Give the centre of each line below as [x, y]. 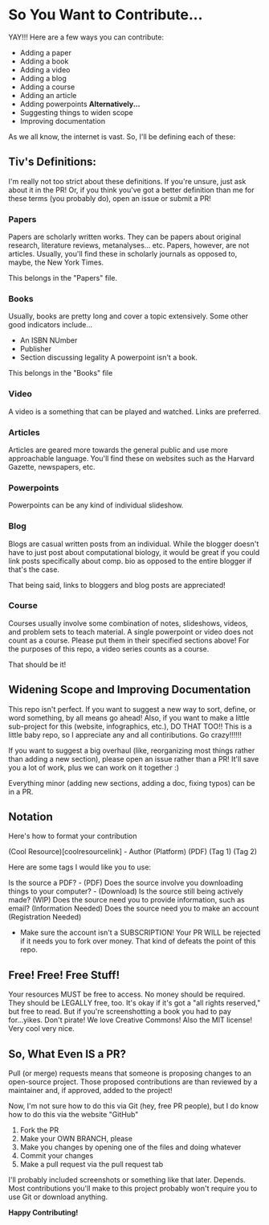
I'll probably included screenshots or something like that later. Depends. [127, 1180]
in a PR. [21, 791]
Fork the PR [39, 1130]
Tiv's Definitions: [52, 162]
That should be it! [37, 664]
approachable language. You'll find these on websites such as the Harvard [131, 458]
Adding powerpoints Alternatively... [80, 104]
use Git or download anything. [58, 1197]
